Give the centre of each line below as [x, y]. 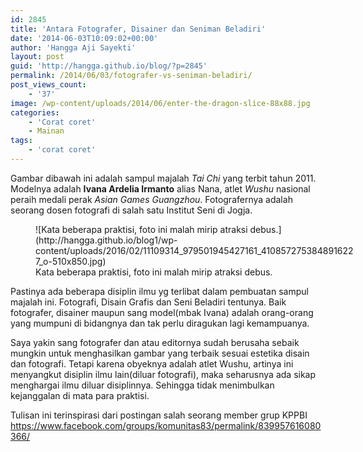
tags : [21, 141]
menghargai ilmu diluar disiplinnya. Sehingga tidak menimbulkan [142, 385]
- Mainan [46, 131]
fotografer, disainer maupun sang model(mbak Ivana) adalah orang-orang [162, 312]
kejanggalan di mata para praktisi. [80, 395]
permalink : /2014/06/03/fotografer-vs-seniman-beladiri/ [131, 76]
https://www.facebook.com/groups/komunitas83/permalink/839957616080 [166, 425]
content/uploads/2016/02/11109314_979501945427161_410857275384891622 [194, 250]
